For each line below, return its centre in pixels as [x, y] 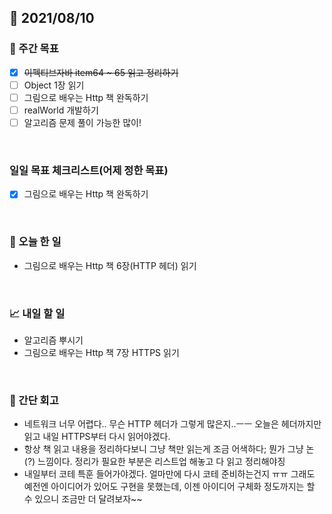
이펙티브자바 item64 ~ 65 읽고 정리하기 [101, 72]
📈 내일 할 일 [37, 313]
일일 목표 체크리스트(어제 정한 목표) [89, 170]
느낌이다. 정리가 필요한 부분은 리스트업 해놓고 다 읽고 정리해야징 [161, 462]
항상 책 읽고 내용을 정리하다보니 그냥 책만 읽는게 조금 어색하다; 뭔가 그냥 [163, 449]
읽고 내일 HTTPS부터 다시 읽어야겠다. [97, 437]
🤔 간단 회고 [34, 400]
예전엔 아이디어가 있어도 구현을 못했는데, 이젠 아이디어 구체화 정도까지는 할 [169, 487]
